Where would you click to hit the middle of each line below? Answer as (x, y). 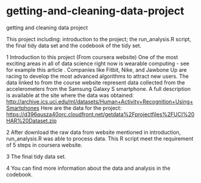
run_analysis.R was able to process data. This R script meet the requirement (100, 138)
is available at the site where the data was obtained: (70, 95)
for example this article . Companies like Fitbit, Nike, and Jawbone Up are (97, 69)
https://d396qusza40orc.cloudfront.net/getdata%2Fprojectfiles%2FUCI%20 (100, 114)
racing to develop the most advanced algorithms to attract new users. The (98, 76)
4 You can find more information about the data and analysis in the (88, 168)
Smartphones (23, 108)
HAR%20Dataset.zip (31, 120)
